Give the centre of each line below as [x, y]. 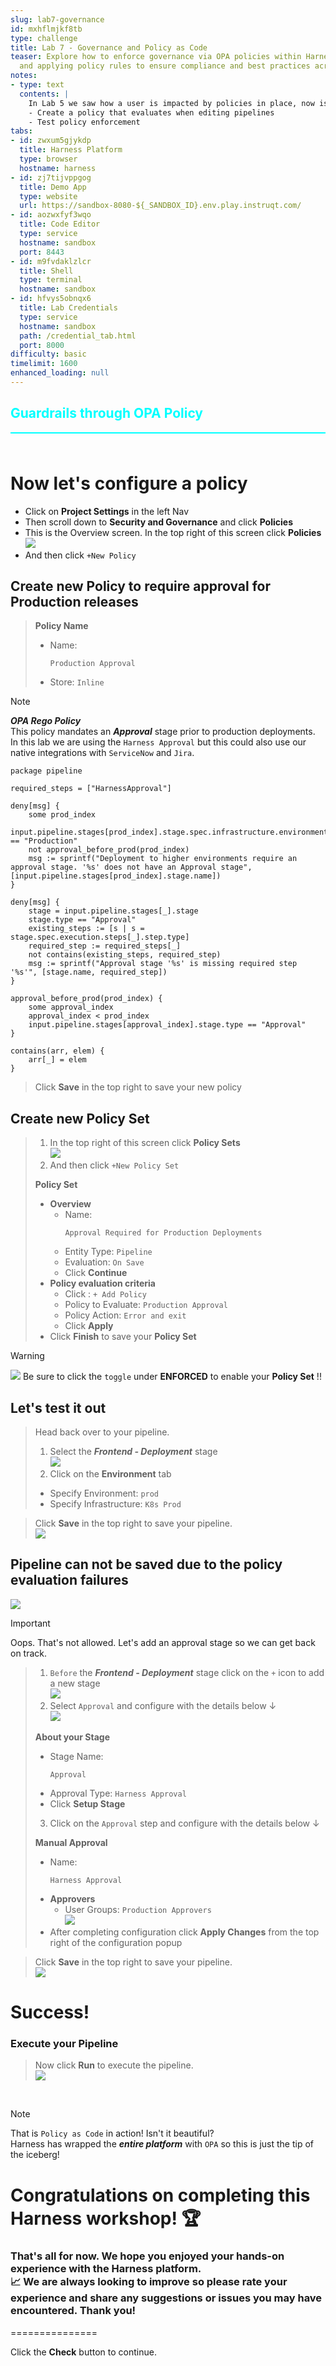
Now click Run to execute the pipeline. [114, 2065]
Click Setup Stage [87, 1803]
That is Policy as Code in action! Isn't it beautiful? [112, 2133]
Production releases [74, 602]
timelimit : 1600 [44, 364]
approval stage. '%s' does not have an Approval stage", [131, 867]
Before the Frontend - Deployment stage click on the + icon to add [187, 1672]
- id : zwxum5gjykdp [51, 141]
